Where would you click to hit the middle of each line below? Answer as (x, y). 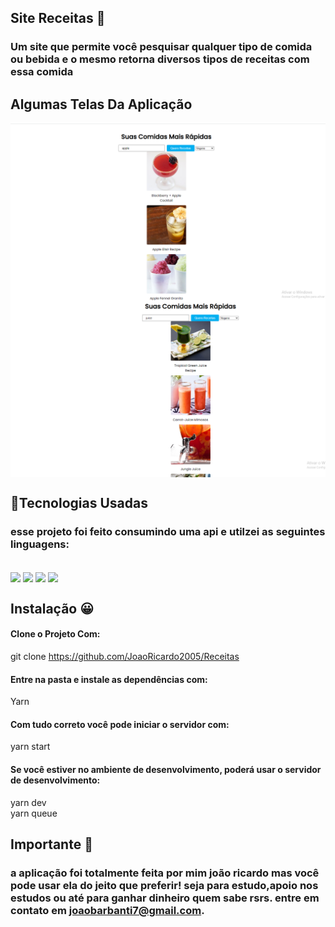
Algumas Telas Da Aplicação (101, 104)
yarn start (30, 747)
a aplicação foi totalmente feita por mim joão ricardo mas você (165, 873)
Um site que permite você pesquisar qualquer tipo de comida (161, 47)
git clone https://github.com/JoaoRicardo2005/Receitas (125, 657)
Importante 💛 (51, 844)
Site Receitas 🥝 (58, 18)
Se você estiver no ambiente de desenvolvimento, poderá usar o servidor (166, 770)
